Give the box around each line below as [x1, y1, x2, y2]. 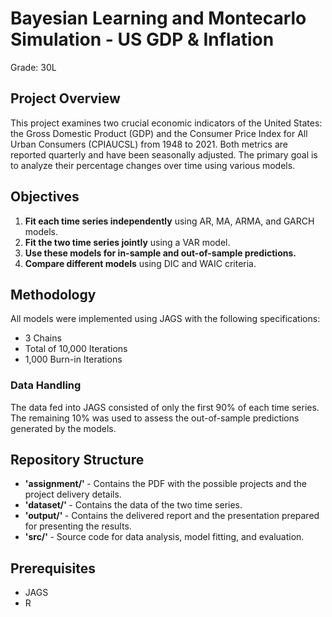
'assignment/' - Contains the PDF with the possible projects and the [24, 478, 307, 490]
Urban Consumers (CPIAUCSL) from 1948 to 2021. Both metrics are [10, 138, 289, 150]
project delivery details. [24, 488, 122, 501]
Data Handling [10, 378, 82, 392]
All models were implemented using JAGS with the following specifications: [10, 313, 321, 325]
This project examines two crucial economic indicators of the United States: [10, 117, 323, 129]
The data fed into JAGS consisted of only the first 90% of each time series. [10, 401, 320, 413]
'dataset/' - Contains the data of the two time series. [24, 499, 243, 511]
